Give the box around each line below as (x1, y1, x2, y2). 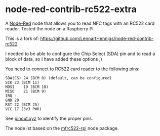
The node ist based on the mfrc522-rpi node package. (5, 125, 119, 131)
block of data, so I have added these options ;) (5, 56, 102, 62)
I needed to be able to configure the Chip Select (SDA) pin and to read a (5, 51, 155, 57)
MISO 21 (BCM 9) (5, 88, 47, 94)
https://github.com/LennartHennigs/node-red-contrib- (40, 35, 154, 41)
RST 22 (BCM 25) (5, 102, 39, 107)
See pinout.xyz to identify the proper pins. (5, 115, 93, 121)
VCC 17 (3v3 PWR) (5, 106, 42, 112)
